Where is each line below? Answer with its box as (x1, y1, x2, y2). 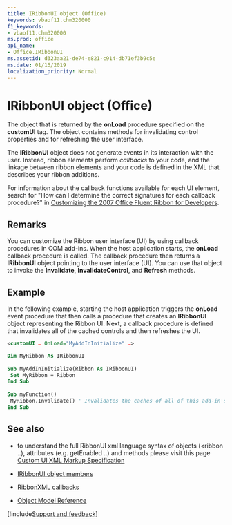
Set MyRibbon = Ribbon (10, 372, 76, 379)
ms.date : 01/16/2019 (7, 61, 67, 68)
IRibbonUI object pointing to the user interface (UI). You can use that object (7, 259, 222, 267)
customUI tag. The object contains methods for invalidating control (7, 128, 199, 136)
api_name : (7, 42, 36, 49)
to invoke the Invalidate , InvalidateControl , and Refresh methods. (7, 267, 195, 275)
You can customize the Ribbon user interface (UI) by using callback (7, 237, 199, 245)
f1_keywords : (7, 23, 45, 30)
